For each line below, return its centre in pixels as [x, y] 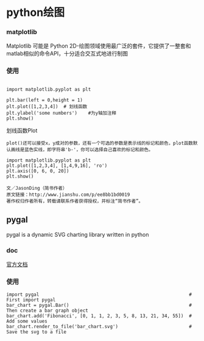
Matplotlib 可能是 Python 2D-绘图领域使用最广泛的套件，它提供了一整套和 [99, 46]
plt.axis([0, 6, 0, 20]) [38, 171]
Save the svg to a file [37, 332]
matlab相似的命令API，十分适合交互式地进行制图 [67, 54]
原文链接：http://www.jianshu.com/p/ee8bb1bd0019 [68, 195]
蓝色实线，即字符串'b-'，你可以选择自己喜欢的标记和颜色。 [89, 149]
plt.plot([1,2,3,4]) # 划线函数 [47, 106]
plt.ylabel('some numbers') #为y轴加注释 [62, 113]
